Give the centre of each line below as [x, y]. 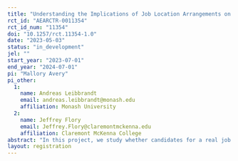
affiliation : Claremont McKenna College [81, 133]
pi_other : [22, 80]
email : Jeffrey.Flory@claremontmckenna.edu [86, 126]
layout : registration [40, 147]
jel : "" [19, 54]
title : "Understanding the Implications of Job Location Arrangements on [119, 14]
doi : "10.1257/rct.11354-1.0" [52, 34]
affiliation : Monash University [68, 107]
